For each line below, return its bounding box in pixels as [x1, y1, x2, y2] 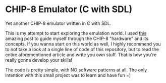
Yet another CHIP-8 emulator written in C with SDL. [5, 20, 112, 26]
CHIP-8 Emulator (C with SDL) [5, 4, 133, 15]
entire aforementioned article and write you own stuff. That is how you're [5, 52, 157, 58]
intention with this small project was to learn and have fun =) [5, 72, 131, 78]
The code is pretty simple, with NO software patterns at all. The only [5, 67, 147, 73]
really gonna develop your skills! [5, 57, 72, 63]
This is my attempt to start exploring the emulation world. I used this [5, 30, 147, 36]
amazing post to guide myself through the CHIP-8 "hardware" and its [5, 35, 149, 41]
